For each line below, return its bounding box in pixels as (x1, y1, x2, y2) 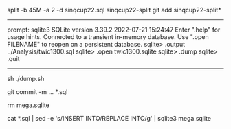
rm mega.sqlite (7, 101, 49, 109)
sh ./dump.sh (7, 75, 45, 82)
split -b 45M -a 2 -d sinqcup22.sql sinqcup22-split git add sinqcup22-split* (7, 6, 221, 14)
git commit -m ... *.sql (7, 88, 68, 95)
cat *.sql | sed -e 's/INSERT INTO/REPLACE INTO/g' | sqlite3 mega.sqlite (7, 115, 212, 122)
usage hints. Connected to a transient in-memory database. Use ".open (7, 33, 209, 40)
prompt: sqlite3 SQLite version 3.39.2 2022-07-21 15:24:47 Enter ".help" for (7, 25, 221, 34)
